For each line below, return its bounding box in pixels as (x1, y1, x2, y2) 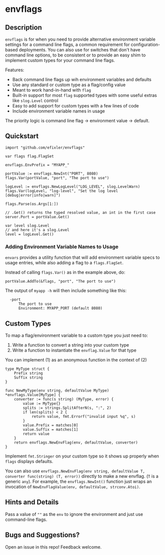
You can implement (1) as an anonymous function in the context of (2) (5, 356, 147, 362)
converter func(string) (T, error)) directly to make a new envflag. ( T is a (5, 473, 159, 479)
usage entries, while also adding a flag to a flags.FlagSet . (5, 260, 124, 266)
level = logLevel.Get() (5, 232, 54, 237)
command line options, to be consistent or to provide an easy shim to (5, 52, 146, 58)
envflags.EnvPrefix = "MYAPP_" (5, 162, 70, 167)
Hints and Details (5, 498, 59, 506)
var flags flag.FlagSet (5, 153, 54, 159)
